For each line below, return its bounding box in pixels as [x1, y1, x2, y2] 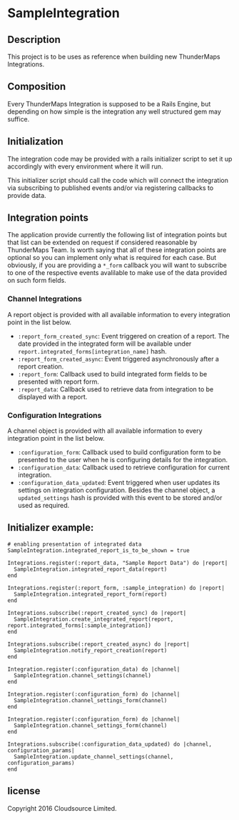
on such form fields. [7, 276, 66, 285]
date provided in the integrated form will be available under [17, 339, 192, 348]
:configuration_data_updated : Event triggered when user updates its [17, 479, 220, 487]
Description [7, 34, 61, 46]
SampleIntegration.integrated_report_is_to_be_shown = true [7, 546, 190, 554]
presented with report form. [17, 377, 100, 386]
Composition [7, 81, 66, 93]
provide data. [7, 191, 46, 199]
